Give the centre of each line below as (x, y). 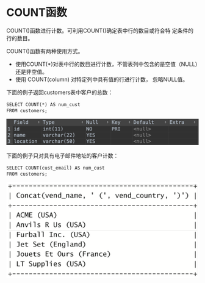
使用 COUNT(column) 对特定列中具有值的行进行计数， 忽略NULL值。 (101, 79)
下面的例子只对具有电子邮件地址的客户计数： (63, 156)
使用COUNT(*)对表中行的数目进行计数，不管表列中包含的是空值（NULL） (106, 64)
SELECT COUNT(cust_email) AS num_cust (56, 168)
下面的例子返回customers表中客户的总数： (60, 92)
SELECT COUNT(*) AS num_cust (43, 104)
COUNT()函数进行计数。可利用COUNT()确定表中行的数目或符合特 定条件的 (100, 30)
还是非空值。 (31, 71)
